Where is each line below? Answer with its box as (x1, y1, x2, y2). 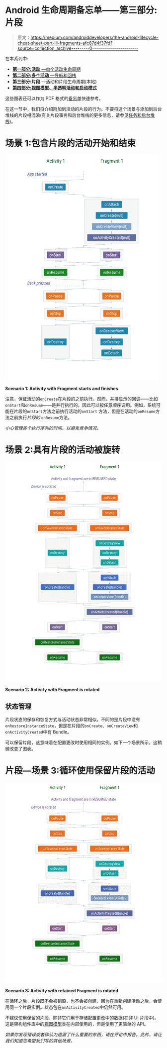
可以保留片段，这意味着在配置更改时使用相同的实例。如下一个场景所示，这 (5, 739, 158, 745)
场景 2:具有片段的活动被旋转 (5, 444, 120, 456)
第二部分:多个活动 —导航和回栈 (12, 72, 77, 78)
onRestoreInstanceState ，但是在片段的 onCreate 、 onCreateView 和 (5, 723, 138, 729)
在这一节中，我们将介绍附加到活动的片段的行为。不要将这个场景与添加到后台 (5, 105, 162, 112)
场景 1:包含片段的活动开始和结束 (5, 138, 136, 149)
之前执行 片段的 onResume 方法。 (9, 415, 73, 420)
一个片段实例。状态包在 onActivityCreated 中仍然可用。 (13, 1004, 126, 1010)
